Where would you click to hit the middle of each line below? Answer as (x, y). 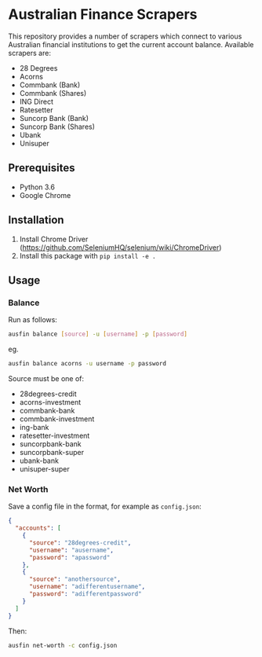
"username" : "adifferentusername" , (87, 587)
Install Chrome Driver (54, 239)
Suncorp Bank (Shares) (57, 127)
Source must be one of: (46, 378)
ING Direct (36, 101)
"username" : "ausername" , (71, 550)
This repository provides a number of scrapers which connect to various (125, 36)
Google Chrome (45, 195)
